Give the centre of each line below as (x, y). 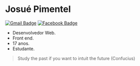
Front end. (23, 38)
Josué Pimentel (38, 9)
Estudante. (23, 48)
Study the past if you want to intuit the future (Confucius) (76, 58)
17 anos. (21, 43)
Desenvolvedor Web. (34, 32)
